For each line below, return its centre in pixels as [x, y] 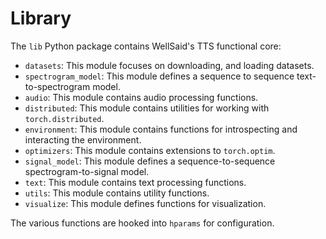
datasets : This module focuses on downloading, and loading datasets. [169, 65]
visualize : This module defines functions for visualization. [145, 203]
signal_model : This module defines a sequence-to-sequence [150, 161]
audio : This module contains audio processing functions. [141, 97]
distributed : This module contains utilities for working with [147, 108]
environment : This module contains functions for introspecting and [161, 129]
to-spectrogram [57, 86]
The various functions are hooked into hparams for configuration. [142, 223]
